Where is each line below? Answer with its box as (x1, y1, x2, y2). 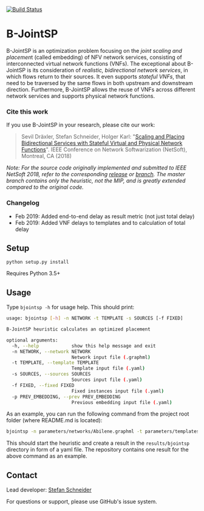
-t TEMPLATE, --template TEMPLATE (12, 360, 99, 366)
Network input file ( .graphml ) (71, 354, 151, 360)
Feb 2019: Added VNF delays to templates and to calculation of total (15, 219, 186, 226)
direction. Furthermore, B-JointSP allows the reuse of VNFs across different (6, 86, 195, 93)
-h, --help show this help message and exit (12, 343, 156, 349)
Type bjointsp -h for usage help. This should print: (6, 304, 135, 311)
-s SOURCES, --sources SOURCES (12, 371, 91, 377)
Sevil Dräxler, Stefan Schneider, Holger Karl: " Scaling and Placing (21, 133, 185, 140)
